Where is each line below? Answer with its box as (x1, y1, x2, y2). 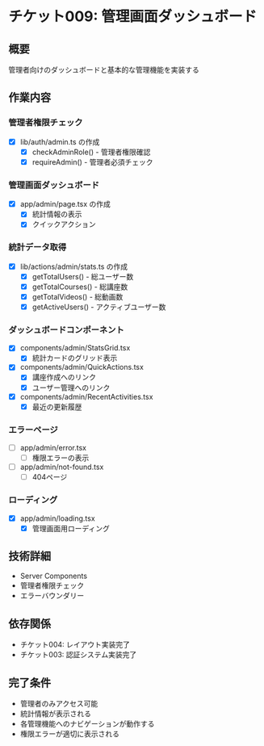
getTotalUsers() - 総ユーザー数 (31, 271, 134, 281)
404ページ (31, 472, 68, 482)
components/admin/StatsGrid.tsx (19, 343, 131, 353)
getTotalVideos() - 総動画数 (31, 291, 124, 301)
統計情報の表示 (31, 209, 82, 219)
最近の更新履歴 (31, 401, 82, 412)
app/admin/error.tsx (19, 443, 87, 452)
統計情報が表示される (19, 709, 91, 719)
